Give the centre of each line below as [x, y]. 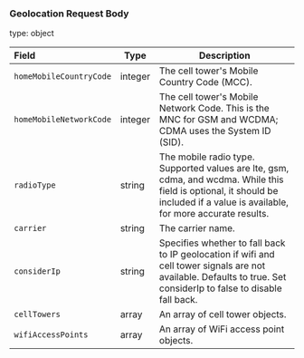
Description [224, 55]
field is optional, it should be [218, 191]
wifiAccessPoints [51, 335]
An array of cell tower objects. [223, 314]
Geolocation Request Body [69, 14]
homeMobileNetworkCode [62, 120]
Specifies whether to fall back [222, 243]
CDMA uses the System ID [215, 131]
